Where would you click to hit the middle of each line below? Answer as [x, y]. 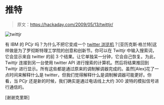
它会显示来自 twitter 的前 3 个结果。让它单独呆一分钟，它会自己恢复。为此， [82, 56]
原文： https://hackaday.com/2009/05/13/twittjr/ [65, 24]
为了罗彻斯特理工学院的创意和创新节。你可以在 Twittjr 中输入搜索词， [87, 50]
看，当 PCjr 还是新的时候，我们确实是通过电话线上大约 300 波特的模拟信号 [80, 81]
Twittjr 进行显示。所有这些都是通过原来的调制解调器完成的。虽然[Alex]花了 [80, 68]
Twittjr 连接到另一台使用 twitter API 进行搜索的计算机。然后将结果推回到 [77, 63]
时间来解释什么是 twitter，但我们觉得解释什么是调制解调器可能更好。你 [81, 75]
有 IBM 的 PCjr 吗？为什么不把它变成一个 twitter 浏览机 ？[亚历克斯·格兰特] [79, 44]
